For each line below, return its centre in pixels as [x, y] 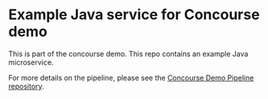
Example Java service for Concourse [134, 15]
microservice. [31, 62]
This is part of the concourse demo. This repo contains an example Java [128, 53]
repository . [26, 86]
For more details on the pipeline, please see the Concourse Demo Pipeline [131, 77]
